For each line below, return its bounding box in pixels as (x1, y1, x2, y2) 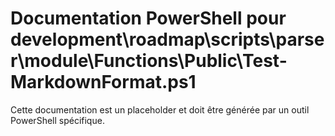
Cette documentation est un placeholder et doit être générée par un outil (10, 103, 310, 116)
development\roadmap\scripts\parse (10, 28, 325, 51)
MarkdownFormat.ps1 (10, 71, 197, 94)
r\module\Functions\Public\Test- (10, 50, 288, 72)
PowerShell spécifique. (10, 114, 105, 126)
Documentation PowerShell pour (10, 7, 287, 30)
